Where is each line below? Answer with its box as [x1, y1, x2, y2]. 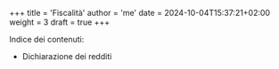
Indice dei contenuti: [9, 34, 85, 44]
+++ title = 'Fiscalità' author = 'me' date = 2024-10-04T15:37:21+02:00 [9, 8, 270, 18]
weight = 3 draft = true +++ [9, 17, 111, 27]
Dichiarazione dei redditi [21, 51, 112, 61]
